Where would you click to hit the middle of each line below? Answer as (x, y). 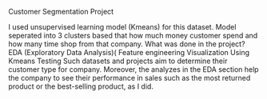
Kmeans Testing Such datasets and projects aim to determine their (118, 61)
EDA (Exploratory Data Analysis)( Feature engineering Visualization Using (129, 52)
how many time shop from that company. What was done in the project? (127, 44)
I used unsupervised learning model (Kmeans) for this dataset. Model (122, 27)
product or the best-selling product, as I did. (81, 86)
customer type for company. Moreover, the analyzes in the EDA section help (133, 69)
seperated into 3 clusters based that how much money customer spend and (133, 36)
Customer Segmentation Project (61, 12)
